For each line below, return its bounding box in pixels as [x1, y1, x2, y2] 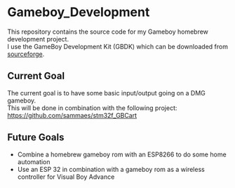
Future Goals [7, 131, 65, 144]
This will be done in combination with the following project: [7, 103, 177, 112]
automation [17, 157, 51, 166]
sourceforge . [7, 50, 45, 58]
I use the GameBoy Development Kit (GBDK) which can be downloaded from [7, 42, 228, 51]
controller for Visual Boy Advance [17, 173, 115, 181]
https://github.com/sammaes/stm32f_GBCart [7, 111, 137, 119]
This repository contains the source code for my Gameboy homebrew [7, 27, 209, 36]
